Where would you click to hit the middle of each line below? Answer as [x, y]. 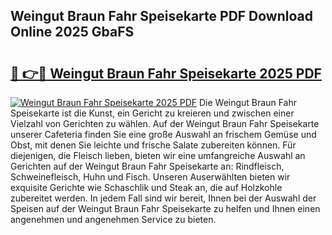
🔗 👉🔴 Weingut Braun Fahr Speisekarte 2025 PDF [166, 73]
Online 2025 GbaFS [72, 32]
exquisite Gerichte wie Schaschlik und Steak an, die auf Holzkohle [146, 187]
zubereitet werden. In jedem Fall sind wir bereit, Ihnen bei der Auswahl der [163, 198]
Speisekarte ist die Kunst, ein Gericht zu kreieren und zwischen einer [152, 113]
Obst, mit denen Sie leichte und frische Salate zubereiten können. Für [153, 145]
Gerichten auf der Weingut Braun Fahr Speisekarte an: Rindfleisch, [147, 166]
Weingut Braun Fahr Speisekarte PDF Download [161, 16]
